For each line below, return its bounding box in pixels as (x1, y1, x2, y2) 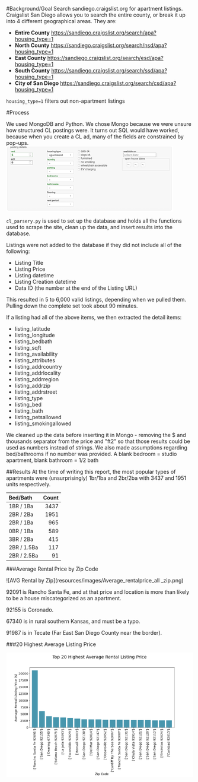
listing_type (14, 395, 43, 401)
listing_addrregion (14, 376, 59, 382)
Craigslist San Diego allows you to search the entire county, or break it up (6, 11, 186, 18)
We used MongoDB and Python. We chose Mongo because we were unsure (6, 121, 191, 127)
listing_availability (14, 350, 58, 357)
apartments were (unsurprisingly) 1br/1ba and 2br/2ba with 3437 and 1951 (6, 474, 187, 482)
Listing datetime (14, 272, 55, 278)
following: (6, 248, 30, 255)
